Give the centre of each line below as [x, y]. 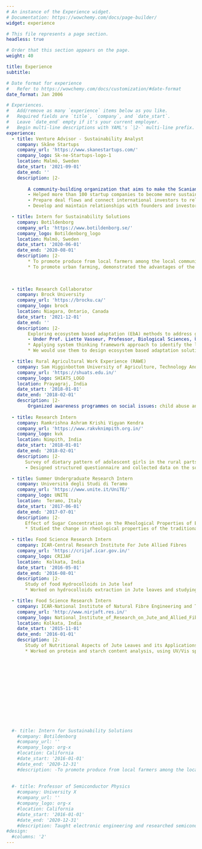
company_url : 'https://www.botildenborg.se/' [75, 228]
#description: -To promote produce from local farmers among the [101, 770]
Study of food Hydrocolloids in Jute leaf [79, 584]
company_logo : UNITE [43, 495]
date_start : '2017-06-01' [50, 506]
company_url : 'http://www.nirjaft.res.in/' [72, 612]
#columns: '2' [29, 837]
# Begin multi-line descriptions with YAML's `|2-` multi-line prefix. [101, 127]
